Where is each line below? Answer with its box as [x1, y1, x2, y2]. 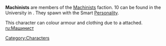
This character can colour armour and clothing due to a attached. [5, 20, 143, 26]
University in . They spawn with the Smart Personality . [5, 10, 119, 16]
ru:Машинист [5, 25, 34, 31]
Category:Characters [5, 35, 50, 41]
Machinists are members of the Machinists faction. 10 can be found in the [5, 5, 161, 10]
